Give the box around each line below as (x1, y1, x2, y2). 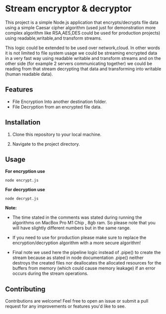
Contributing (5, 285, 46, 293)
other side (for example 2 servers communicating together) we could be (5, 60, 153, 66)
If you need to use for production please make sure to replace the (12, 235, 147, 241)
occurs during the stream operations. (12, 270, 89, 276)
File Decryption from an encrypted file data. (12, 104, 102, 109)
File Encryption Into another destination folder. (12, 99, 108, 105)
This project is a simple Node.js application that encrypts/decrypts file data (5, 19, 159, 25)
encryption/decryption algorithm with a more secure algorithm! (12, 240, 141, 246)
